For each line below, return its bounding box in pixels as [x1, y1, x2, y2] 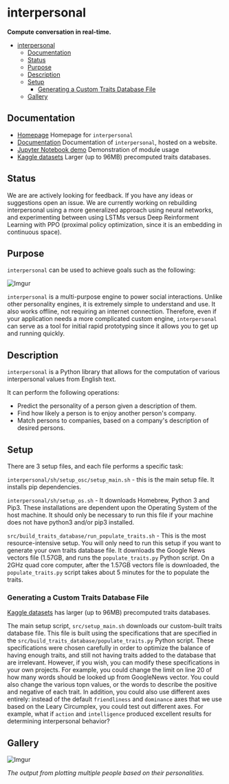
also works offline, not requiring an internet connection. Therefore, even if [7, 307, 217, 315]
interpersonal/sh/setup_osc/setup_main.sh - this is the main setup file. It [7, 476, 215, 484]
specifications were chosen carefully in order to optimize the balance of [7, 644, 211, 652]
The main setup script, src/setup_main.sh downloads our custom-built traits [7, 622, 222, 630]
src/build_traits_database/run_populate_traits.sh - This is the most [7, 531, 206, 540]
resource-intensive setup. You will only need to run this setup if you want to [7, 539, 221, 547]
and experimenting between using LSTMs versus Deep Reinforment [7, 213, 199, 222]
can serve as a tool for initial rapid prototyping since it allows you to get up [7, 322, 219, 331]
